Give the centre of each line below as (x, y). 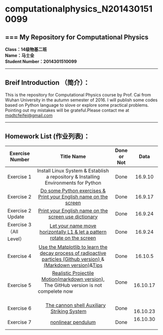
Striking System (68, 311)
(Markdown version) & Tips (73, 265)
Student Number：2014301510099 (41, 61)
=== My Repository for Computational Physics (77, 37)
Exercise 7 (19, 322)
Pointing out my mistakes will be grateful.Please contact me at (67, 110)
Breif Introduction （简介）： (47, 83)
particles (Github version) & (73, 259)
